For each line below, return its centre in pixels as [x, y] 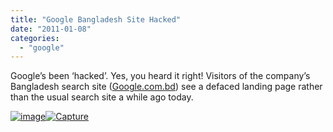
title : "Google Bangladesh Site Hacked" [96, 19]
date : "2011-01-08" [51, 29]
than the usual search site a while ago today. [102, 97]
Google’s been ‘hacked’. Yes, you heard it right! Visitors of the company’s [160, 76]
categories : [35, 38]
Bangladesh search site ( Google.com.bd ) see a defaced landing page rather [166, 87]
